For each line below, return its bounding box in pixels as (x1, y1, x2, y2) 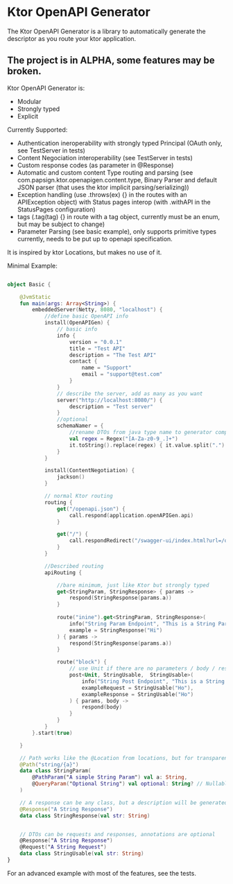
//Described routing (44, 562, 104, 569)
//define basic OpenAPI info (44, 313, 129, 320)
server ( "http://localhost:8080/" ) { (56, 397, 163, 404)
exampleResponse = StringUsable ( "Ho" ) (81, 691, 194, 697)
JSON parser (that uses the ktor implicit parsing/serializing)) (17, 183, 189, 191)
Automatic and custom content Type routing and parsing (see (17, 168, 193, 177)
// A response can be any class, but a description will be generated (19, 799, 228, 806)
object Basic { (7, 281, 51, 288)
